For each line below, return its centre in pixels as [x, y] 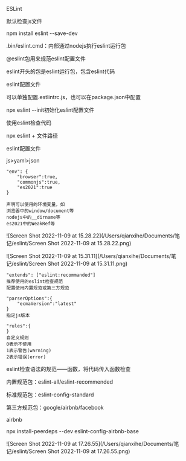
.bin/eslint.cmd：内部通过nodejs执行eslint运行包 [66, 46]
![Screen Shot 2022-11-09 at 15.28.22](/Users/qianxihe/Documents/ [91, 236]
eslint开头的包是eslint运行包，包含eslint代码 [61, 71]
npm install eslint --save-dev [42, 33]
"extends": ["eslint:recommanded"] [51, 275]
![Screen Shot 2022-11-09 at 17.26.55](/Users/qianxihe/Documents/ [90, 444]
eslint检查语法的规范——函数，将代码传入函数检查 [69, 369]
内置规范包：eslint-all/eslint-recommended [60, 382]
